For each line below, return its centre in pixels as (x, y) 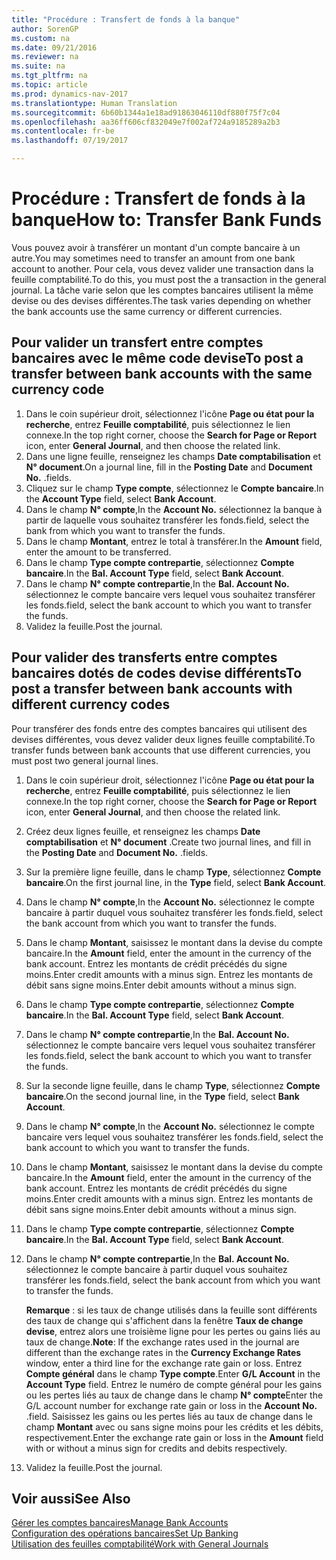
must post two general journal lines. (85, 760)
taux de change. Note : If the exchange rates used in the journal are (162, 1342)
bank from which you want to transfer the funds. (125, 530)
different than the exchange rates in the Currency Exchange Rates (163, 1352)
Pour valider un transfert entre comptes (137, 342)
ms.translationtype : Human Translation (94, 103)
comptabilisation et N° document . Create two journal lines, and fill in (168, 842)
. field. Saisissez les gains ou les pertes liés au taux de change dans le (169, 1416)
